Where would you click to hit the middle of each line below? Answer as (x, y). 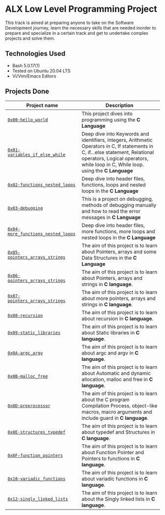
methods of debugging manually (119, 205)
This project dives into (107, 113)
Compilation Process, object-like (120, 406)
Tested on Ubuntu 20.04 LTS (41, 71)
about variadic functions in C (115, 479)
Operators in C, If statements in (118, 146)
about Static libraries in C (111, 332)
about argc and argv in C (110, 353)
